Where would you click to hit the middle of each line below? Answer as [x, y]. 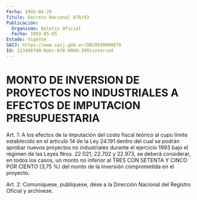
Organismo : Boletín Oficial [47, 28]
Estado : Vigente [26, 39]
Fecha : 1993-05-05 [35, 34]
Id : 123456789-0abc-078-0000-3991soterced [60, 51]
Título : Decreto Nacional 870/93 [48, 17]
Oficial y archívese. [30, 190]
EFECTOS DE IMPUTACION [73, 105]
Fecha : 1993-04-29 [29, 12]
